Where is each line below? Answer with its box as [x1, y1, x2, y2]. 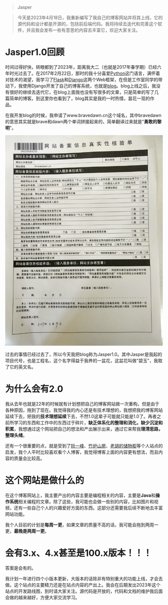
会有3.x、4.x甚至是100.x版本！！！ [5, 547, 152, 558]
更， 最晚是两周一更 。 [5, 528, 49, 534]
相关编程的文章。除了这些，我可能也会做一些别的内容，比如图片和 [18, 498, 154, 504]
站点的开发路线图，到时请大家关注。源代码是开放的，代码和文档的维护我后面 [5, 588, 163, 594]
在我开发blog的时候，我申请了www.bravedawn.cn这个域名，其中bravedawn [5, 112, 161, 118]
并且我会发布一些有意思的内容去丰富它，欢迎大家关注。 [26, 27, 140, 33]
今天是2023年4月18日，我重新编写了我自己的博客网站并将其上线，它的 [17, 15, 163, 21]
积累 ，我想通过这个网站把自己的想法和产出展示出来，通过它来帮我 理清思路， [5, 426, 163, 432]
